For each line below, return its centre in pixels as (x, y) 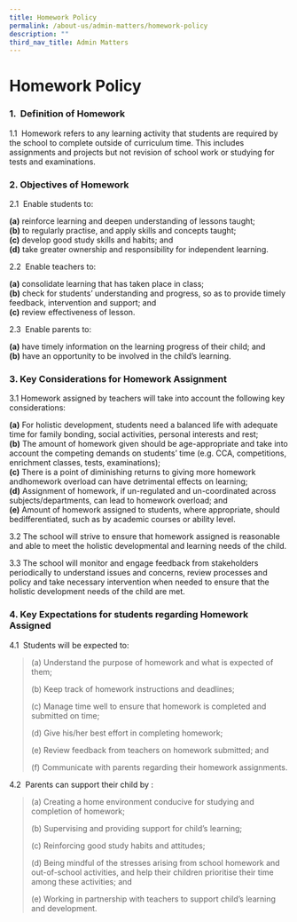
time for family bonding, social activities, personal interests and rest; (134, 434)
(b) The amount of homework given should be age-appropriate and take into (148, 444)
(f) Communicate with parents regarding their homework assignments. (159, 767)
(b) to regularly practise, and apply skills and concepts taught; (123, 231)
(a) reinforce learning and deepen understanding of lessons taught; (132, 221)
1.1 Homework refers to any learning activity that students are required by (144, 133)
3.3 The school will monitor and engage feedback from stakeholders (134, 563)
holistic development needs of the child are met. (98, 592)
